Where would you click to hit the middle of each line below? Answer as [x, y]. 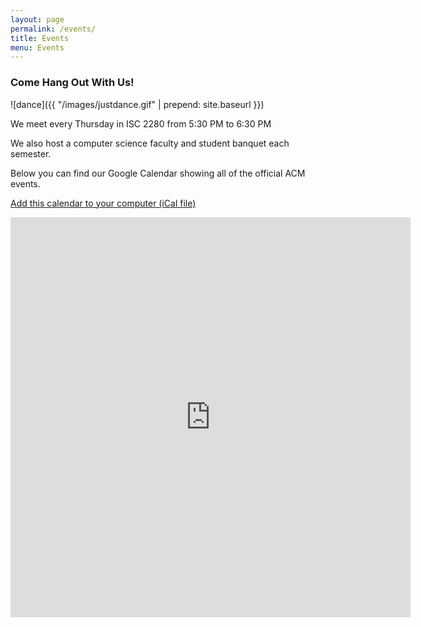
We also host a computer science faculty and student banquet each [150, 143]
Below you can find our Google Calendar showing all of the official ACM [158, 173]
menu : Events [37, 47]
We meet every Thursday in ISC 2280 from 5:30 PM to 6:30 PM [141, 123]
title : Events [40, 38]
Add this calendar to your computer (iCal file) [103, 203]
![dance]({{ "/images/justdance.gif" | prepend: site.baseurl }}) [137, 104]
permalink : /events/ [53, 29]
